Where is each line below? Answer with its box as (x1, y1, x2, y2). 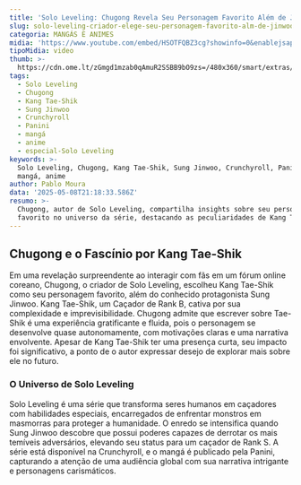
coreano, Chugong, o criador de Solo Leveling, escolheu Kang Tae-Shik (9, 280, 274, 290)
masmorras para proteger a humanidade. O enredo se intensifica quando (9, 418, 279, 429)
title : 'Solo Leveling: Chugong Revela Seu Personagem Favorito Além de (9, 13, 287, 22)
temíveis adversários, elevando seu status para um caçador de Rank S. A (9, 437, 279, 447)
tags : (9, 72, 30, 81)
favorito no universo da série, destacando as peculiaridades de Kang (17, 212, 287, 222)
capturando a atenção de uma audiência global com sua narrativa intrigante (9, 455, 289, 466)
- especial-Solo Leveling (17, 146, 115, 155)
